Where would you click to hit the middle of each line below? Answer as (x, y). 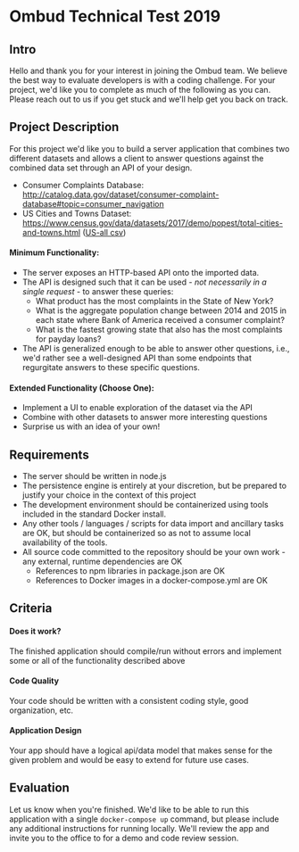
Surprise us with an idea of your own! (91, 426)
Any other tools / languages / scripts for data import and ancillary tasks (153, 524)
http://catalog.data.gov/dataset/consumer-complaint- (120, 194)
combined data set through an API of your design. (101, 168)
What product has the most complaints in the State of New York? (154, 302)
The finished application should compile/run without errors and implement (145, 651)
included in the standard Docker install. (94, 514)
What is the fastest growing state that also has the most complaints (159, 330)
